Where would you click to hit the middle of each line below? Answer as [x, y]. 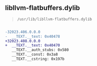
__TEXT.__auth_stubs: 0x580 [40, 50]
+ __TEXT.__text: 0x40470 [33, 46]
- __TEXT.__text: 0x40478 [33, 36]
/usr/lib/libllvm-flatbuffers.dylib [54, 19]
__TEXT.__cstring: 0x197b [38, 59]
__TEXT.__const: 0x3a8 [35, 55]
